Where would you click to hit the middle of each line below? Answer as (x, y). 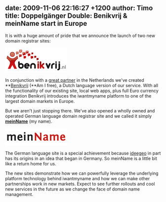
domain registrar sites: (28, 41)
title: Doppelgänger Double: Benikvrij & (66, 16)
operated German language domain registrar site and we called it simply (79, 116)
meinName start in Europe (46, 24)
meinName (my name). (29, 121)
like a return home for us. (31, 163)
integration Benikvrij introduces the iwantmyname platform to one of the (78, 96)
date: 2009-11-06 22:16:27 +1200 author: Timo (79, 8)
